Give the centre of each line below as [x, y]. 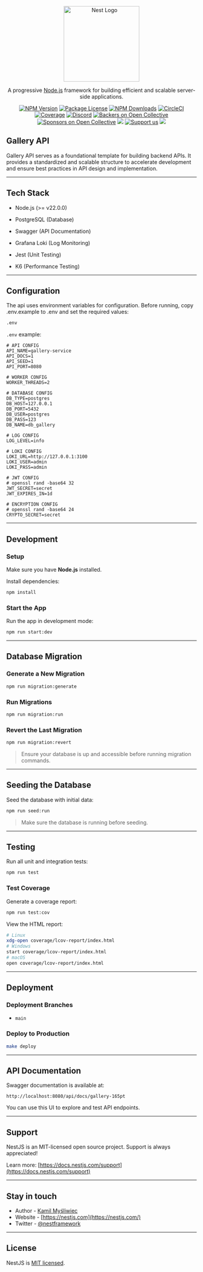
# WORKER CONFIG [27, 377]
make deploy [21, 1046]
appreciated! [22, 1153]
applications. [108, 96]
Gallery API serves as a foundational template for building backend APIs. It [99, 155]
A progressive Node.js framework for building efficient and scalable [92, 90]
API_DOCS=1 [20, 356]
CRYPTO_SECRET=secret [34, 515]
